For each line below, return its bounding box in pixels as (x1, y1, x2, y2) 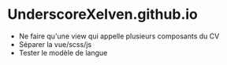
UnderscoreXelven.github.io (7, 5, 198, 23)
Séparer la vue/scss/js (18, 39, 92, 49)
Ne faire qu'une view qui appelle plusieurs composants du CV (18, 31, 220, 41)
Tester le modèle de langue (18, 48, 108, 57)
